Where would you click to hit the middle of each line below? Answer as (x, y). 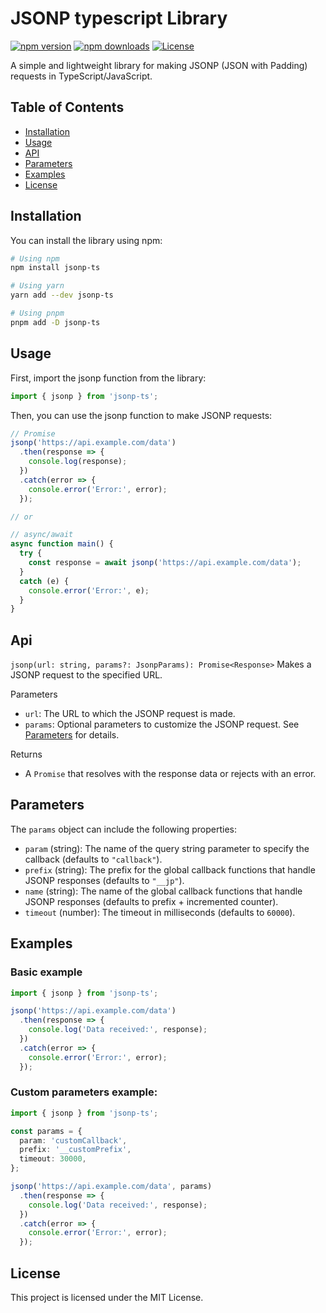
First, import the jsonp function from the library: (108, 378)
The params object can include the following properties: (124, 829)
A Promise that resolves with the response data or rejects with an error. (170, 774)
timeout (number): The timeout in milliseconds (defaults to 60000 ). (160, 912)
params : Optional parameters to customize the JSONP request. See (162, 724)
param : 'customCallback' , (73, 1140)
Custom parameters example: (84, 1092)
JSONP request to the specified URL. (86, 675)
